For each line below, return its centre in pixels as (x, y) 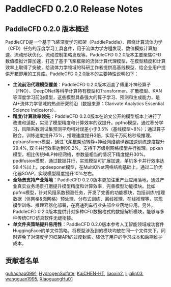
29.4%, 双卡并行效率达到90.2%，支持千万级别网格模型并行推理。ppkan (88, 148)
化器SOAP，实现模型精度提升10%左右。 (54, 173)
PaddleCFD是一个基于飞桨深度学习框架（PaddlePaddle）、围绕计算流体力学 (84, 42)
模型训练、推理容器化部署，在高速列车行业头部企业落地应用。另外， (84, 205)
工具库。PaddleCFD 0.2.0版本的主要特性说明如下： (85, 74)
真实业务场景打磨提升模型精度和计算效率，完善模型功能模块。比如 (86, 186)
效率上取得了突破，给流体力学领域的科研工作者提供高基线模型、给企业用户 (83, 67)
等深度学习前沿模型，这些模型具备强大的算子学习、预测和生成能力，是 (86, 97)
